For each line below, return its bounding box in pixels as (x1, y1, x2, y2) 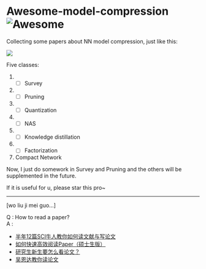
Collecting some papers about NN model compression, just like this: (6, 37, 178, 45)
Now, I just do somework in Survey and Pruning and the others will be (6, 166, 182, 173)
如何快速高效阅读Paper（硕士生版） (15, 241, 106, 248)
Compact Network (15, 154, 63, 161)
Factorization (24, 147, 58, 154)
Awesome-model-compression (6, 4, 169, 18)
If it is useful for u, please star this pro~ (6, 184, 106, 192)
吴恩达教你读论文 (15, 256, 59, 263)
